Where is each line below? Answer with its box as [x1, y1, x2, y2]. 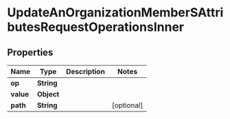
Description [66, 67, 105, 76]
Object [36, 90, 60, 98]
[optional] [111, 101, 143, 110]
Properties [7, 47, 54, 58]
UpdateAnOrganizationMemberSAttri [7, 5, 224, 21]
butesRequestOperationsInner [7, 19, 184, 35]
